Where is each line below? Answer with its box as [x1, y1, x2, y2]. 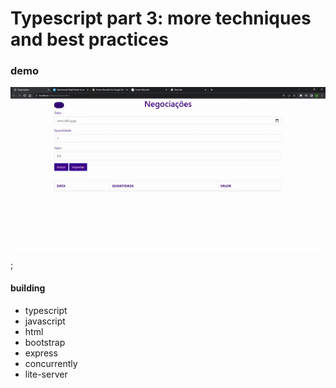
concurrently [24, 357, 78, 369]
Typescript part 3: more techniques [10, 7, 312, 30]
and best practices [10, 28, 169, 51]
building [10, 282, 46, 294]
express [24, 347, 58, 359]
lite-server [24, 368, 68, 380]
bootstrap [24, 336, 66, 348]
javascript [24, 315, 66, 327]
